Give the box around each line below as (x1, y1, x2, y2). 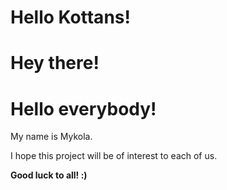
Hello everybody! (10, 97, 157, 120)
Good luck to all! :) (10, 169, 88, 181)
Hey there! (10, 52, 100, 75)
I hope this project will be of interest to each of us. (10, 150, 218, 162)
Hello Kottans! (10, 6, 131, 29)
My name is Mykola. (10, 131, 93, 143)
